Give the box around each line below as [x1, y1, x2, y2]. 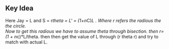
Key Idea [5, 4, 34, 13]
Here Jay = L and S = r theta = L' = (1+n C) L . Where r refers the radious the [5, 17, 161, 23]
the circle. [5, 23, 26, 29]
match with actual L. [5, 39, 48, 45]
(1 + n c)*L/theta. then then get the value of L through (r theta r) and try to [5, 33, 159, 39]
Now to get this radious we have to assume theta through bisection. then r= [5, 28, 164, 34]
